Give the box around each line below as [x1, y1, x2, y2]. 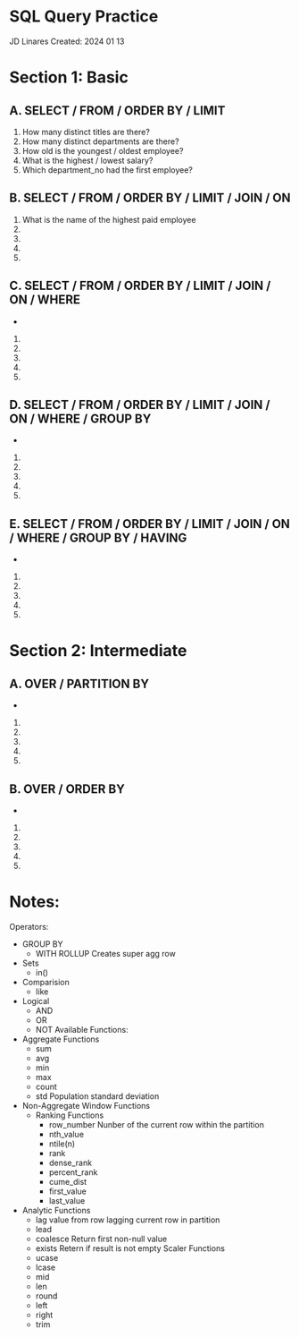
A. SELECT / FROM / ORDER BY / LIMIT [9, 103, 226, 118]
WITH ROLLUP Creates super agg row [35, 948, 176, 958]
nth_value [48, 1128, 85, 1139]
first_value [48, 1186, 87, 1196]
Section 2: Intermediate [9, 641, 187, 661]
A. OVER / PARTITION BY [9, 676, 150, 691]
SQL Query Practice [9, 6, 159, 27]
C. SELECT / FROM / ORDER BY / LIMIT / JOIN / [9, 278, 271, 294]
